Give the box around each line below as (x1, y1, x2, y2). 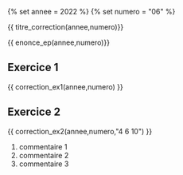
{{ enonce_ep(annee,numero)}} (7, 38, 111, 47)
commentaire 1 (18, 141, 68, 151)
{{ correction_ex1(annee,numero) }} (7, 82, 124, 91)
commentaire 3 (18, 159, 69, 169)
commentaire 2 (18, 150, 69, 160)
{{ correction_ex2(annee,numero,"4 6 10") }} (7, 126, 153, 136)
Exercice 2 (7, 105, 61, 119)
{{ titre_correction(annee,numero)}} (7, 22, 124, 31)
